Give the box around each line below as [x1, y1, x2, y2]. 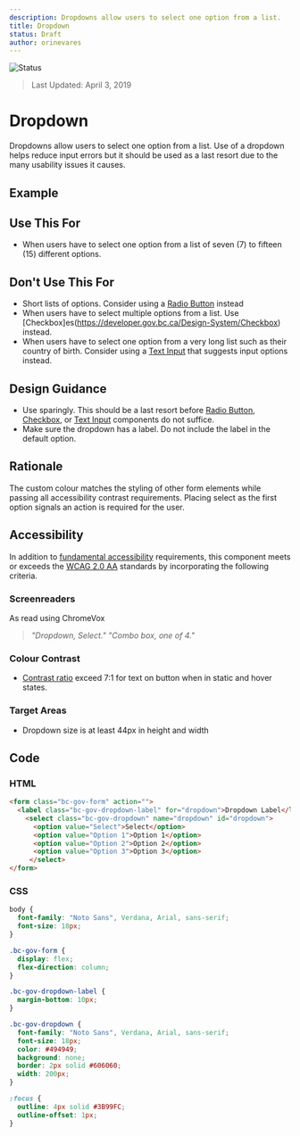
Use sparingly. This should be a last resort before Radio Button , [21, 405, 256, 416]
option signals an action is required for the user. [9, 502, 185, 512]
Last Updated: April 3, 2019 [30, 79, 132, 90]
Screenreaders [9, 593, 76, 605]
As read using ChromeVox [9, 612, 105, 623]
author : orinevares [9, 37, 82, 47]
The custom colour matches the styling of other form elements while [9, 483, 262, 493]
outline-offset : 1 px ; [17, 1110, 98, 1120]
